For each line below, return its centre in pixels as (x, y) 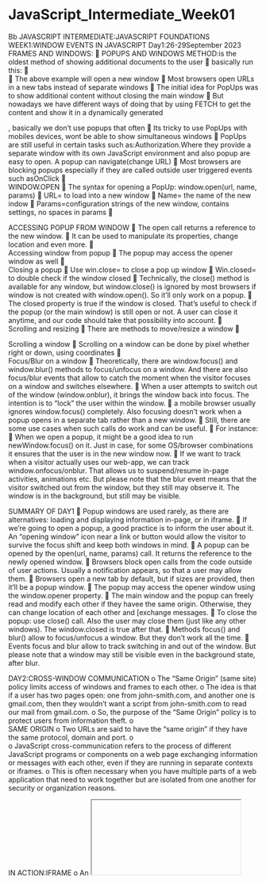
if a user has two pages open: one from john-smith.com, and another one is (132, 695)
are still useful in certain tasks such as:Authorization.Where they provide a (130, 144)
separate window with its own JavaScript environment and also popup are (129, 153)
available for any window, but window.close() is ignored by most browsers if (132, 286)
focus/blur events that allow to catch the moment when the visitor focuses (130, 378)
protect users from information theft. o (71, 721)
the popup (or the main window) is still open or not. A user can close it (123, 312)
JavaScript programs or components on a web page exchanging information (133, 754)
